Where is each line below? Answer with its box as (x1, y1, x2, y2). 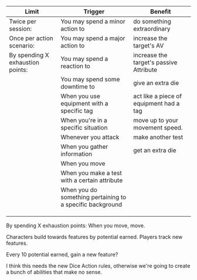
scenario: (9, 42, 35, 49)
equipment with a (60, 100, 108, 107)
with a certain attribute (60, 176, 123, 184)
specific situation (60, 124, 108, 131)
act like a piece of (133, 92, 182, 100)
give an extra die (133, 79, 179, 87)
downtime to (60, 83, 95, 90)
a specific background (60, 200, 123, 209)
